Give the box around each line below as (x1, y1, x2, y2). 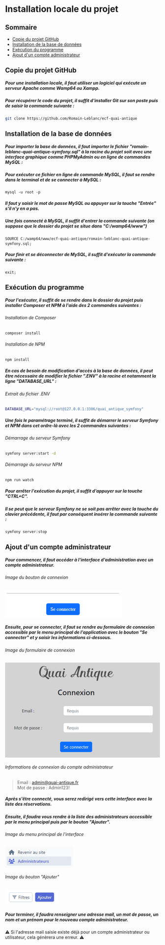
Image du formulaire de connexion (5, 647, 75, 653)
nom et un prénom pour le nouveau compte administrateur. (5, 916, 129, 922)
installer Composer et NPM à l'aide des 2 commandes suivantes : (5, 302, 141, 308)
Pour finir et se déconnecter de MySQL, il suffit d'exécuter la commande (5, 252, 156, 258)
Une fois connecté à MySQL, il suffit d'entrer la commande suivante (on (5, 218, 155, 224)
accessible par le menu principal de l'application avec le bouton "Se (5, 629, 148, 635)
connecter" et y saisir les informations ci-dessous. (5, 635, 112, 641)
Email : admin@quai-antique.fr (17, 779, 79, 785)
